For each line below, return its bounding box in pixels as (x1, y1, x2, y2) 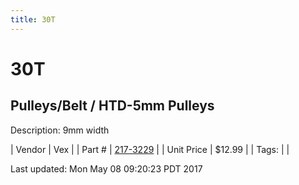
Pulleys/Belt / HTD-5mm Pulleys (10, 97, 215, 115)
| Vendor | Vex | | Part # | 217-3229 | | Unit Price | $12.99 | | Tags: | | (10, 143, 290, 155)
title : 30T (10, 14, 56, 25)
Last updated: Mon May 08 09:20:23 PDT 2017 (10, 162, 203, 175)
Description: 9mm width (10, 124, 110, 136)
